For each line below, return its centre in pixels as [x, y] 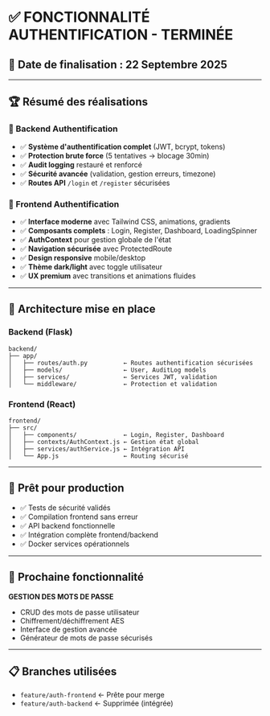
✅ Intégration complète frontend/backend [89, 534]
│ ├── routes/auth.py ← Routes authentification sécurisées [131, 363]
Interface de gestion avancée [69, 629]
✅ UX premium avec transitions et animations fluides [108, 276]
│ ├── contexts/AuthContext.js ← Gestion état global [104, 442]
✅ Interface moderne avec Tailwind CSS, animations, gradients [125, 221]
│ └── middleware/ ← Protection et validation [113, 384]
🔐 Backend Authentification [63, 129]
